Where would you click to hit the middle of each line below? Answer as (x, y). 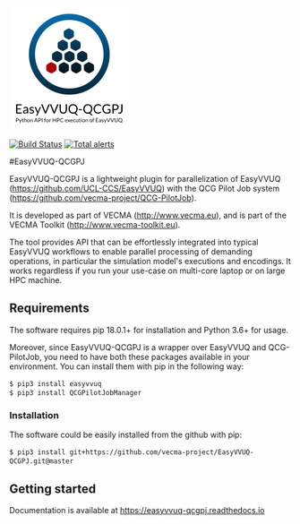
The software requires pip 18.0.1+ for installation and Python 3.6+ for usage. (149, 330)
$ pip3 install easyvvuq (56, 383)
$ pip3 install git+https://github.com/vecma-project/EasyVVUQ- (132, 452)
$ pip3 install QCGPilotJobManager (76, 392)
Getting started (53, 489)
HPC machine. (36, 280)
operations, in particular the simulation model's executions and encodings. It (150, 261)
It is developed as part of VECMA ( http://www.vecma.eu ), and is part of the (148, 215)
